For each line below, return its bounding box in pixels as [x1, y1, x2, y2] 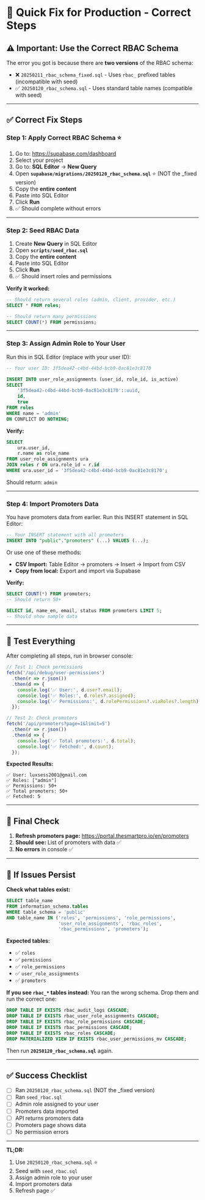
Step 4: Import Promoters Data [6, 499, 99, 508]
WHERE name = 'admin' [6, 410, 62, 416]
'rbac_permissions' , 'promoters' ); [58, 926, 149, 932]
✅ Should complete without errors [15, 205, 101, 212]
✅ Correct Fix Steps [6, 115, 83, 125]
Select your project [15, 156, 63, 164]
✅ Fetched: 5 [6, 794, 41, 800]
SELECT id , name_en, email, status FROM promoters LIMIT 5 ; [6, 607, 163, 613]
